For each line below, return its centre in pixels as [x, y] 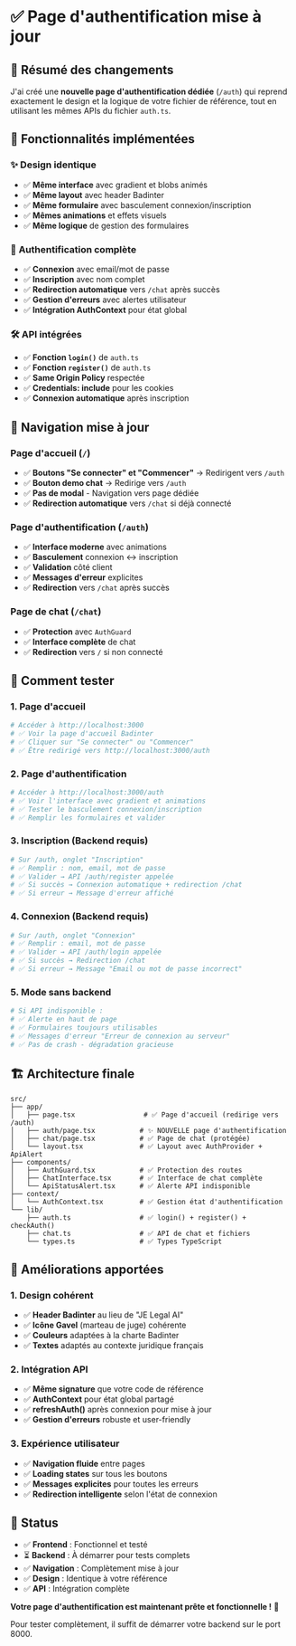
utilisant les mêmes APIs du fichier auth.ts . [91, 111]
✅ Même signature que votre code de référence [113, 1389]
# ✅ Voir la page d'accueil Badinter [82, 734]
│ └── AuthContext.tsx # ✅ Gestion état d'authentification [147, 1202]
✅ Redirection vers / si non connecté [93, 652]
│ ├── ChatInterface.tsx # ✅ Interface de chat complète [136, 1178]
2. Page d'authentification [69, 774]
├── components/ [41, 1163]
